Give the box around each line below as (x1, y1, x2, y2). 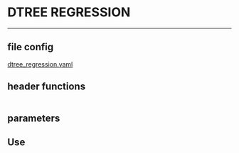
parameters (7, 112, 60, 124)
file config (7, 41, 54, 53)
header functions (7, 81, 86, 93)
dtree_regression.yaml (7, 59, 73, 68)
